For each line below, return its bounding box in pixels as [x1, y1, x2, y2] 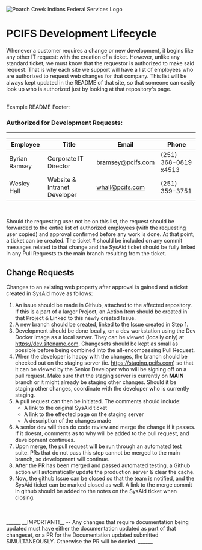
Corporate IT [47, 155, 84, 163]
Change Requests [6, 267, 75, 278]
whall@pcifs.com [96, 183, 145, 191]
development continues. [14, 436, 75, 444]
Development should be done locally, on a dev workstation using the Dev [14, 327, 196, 334]
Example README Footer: [6, 103, 70, 110]
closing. [14, 494, 35, 501]
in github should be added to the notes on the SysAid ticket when [14, 488, 177, 495]
